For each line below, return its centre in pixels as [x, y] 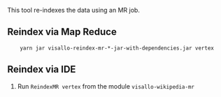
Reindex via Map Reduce [62, 32]
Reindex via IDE [42, 69]
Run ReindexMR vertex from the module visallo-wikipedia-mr [106, 86]
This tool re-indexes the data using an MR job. [73, 10]
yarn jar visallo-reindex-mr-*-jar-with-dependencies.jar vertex [117, 48]
